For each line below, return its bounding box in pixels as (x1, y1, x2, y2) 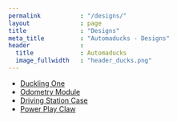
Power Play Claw (19, 104, 76, 113)
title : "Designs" (8, 26, 120, 35)
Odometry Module (19, 87, 81, 96)
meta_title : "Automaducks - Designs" (8, 34, 171, 43)
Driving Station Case (19, 96, 88, 105)
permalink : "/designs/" (8, 11, 127, 20)
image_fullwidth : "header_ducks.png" (15, 57, 152, 65)
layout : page (8, 19, 103, 27)
